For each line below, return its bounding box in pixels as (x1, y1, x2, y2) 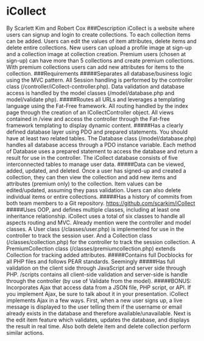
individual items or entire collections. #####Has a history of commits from (6, 193, 193, 200)
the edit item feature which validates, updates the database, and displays (6, 316, 190, 323)
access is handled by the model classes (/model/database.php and (6, 89, 175, 96)
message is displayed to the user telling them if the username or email (6, 303, 183, 310)
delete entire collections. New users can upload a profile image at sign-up (6, 44, 192, 51)
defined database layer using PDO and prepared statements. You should (6, 128, 188, 135)
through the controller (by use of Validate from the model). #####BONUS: (6, 277, 192, 284)
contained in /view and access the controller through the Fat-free (6, 115, 171, 123)
